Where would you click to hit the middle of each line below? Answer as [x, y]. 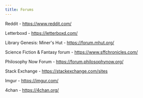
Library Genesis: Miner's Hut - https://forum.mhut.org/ [60, 43]
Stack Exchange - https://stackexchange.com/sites [56, 71]
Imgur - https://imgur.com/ [32, 80]
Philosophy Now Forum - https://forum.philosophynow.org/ [64, 61]
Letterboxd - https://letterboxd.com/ [41, 33]
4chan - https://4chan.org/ [32, 90]
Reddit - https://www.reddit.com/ [38, 24]
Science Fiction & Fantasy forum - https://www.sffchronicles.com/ [71, 52]
